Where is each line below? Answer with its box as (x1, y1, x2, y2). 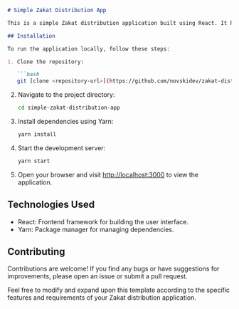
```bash (16, 71, 40, 78)
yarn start (17, 157, 51, 164)
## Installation (7, 32, 55, 39)
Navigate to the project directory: (17, 90, 115, 99)
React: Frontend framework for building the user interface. (17, 217, 188, 226)
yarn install (17, 131, 57, 138)
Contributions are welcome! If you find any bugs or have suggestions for (7, 264, 220, 273)
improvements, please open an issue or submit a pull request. (7, 272, 188, 281)
